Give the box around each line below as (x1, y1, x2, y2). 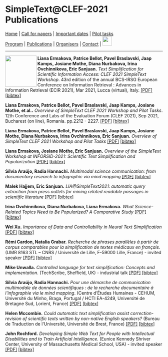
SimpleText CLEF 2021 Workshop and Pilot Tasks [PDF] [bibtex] (5, 138, 136, 144)
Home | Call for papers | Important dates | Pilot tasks (5, 30, 113, 36)
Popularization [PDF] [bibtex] (5, 158, 65, 164)
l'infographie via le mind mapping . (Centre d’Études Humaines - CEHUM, (5, 290, 156, 296)
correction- (130, 310, 154, 316)
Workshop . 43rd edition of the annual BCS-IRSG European (37, 76, 157, 82)
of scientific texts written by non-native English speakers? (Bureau (22, 316, 160, 322)
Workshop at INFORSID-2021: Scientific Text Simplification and (5, 153, 135, 159)
